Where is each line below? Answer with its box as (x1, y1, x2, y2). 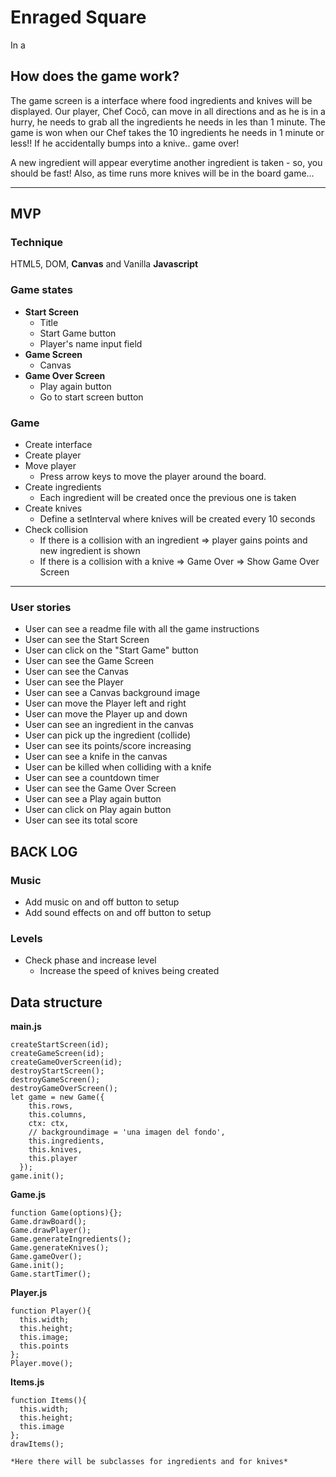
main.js (10, 1021, 42, 1033)
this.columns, (28, 1110, 87, 1120)
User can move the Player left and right (24, 697, 187, 710)
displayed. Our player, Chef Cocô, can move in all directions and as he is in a (10, 105, 326, 117)
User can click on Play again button (24, 804, 172, 816)
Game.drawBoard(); (10, 1217, 87, 1227)
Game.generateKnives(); (10, 1243, 110, 1253)
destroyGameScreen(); (10, 1075, 101, 1085)
